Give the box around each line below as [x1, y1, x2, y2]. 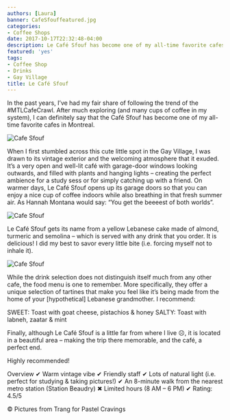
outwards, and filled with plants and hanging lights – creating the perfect [7, 169, 212, 177]
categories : [7, 23, 41, 29]
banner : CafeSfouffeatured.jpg [7, 16, 97, 23]
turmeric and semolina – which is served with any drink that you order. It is [7, 232, 217, 240]
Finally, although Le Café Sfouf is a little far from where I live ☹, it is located [7, 329, 221, 337]
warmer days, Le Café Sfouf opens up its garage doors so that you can [7, 184, 207, 192]
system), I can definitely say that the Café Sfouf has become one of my [7, 114, 208, 122]
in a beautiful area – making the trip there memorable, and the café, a [7, 336, 202, 345]
